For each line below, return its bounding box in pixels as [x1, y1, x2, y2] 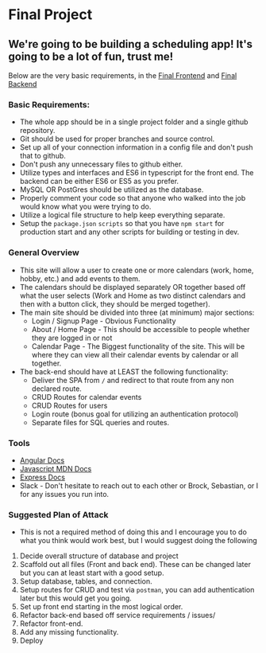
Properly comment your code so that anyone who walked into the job [19, 194, 246, 203]
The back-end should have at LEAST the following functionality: [19, 366, 229, 376]
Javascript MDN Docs [19, 463, 92, 473]
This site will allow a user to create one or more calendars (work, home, [19, 265, 254, 275]
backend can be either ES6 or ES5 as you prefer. [19, 177, 179, 186]
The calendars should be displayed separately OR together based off [19, 282, 246, 291]
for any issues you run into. [19, 489, 110, 499]
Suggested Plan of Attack [8, 509, 109, 520]
